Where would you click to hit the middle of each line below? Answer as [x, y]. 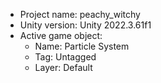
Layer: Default [63, 67]
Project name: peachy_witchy [80, 14]
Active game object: [61, 35]
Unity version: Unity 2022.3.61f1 [85, 25]
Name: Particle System [82, 46]
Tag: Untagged [65, 57]
